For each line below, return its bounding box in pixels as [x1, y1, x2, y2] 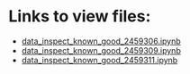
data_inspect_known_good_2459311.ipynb [21, 54, 178, 65]
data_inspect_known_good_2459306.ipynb [21, 36, 181, 46]
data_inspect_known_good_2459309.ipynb [21, 45, 181, 55]
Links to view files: [8, 6, 151, 27]
